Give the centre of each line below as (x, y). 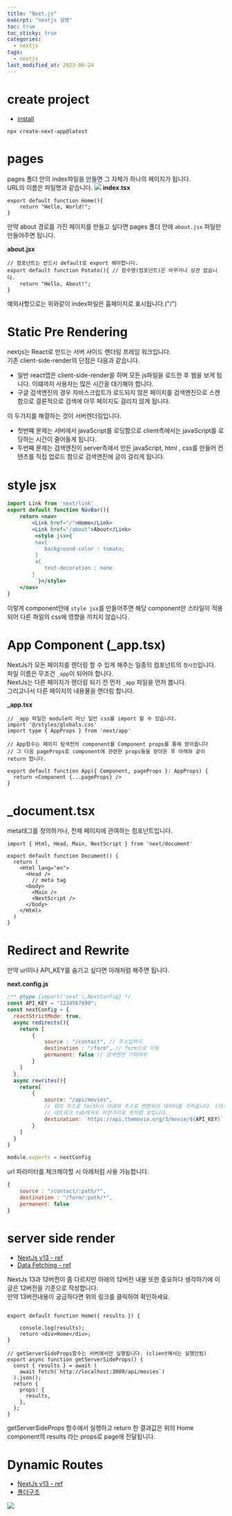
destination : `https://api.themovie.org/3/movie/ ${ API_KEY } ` (134, 1119)
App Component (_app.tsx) (86, 645)
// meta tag (49, 881)
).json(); (27, 1377)
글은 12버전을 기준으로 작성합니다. (53, 1288)
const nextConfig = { (38, 1010)
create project (48, 99)
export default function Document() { (63, 856)
